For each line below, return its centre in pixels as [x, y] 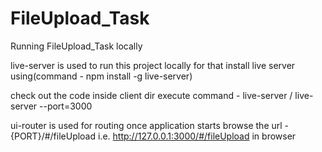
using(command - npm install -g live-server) [101, 76]
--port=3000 [66, 106]
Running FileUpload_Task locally [76, 46]
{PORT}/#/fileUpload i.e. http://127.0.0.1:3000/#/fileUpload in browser [153, 136]
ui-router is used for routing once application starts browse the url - [150, 125]
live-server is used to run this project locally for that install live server [153, 65]
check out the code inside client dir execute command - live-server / [151, 95]
